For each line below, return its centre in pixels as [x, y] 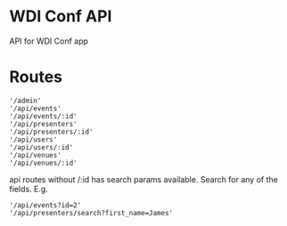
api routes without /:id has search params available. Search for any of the [143, 179]
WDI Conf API [61, 16]
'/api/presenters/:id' [51, 132]
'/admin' [25, 101]
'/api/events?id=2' [45, 205]
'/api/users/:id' [41, 147]
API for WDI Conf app [49, 41]
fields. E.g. [29, 189]
